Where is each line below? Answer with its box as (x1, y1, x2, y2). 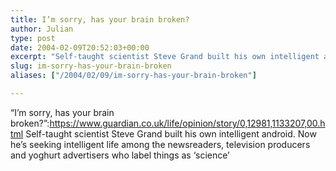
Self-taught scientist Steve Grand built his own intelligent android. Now (25, 127, 317, 140)
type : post (10, 33, 56, 43)
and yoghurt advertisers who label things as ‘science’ (10, 149, 230, 161)
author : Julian (10, 24, 74, 34)
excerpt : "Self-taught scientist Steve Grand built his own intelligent (10, 52, 320, 62)
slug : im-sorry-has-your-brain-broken (10, 61, 172, 71)
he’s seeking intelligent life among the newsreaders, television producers (10, 138, 311, 150)
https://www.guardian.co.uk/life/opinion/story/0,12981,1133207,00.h (49, 117, 326, 129)
